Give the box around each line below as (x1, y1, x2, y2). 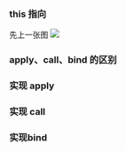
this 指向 (9, 7, 47, 19)
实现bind (9, 131, 47, 143)
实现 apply (9, 79, 55, 92)
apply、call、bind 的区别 (9, 54, 117, 66)
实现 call (9, 106, 46, 118)
